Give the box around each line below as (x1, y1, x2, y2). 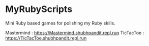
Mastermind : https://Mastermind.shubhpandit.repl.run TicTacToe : (5, 29, 144, 35)
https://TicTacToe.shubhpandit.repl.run (5, 35, 87, 41)
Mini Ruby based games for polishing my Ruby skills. (5, 20, 115, 26)
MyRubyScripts (5, 3, 73, 15)
